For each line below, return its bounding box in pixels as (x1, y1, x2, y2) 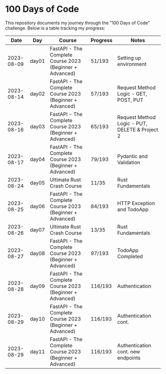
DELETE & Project (117, 126, 158, 133)
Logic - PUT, (117, 120, 148, 127)
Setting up (117, 54, 141, 61)
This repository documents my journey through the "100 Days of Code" (5, 20, 150, 26)
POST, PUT (117, 96, 144, 103)
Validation (117, 159, 141, 166)
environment (117, 60, 147, 67)
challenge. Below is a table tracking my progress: (5, 25, 105, 31)
